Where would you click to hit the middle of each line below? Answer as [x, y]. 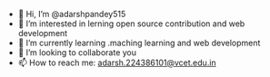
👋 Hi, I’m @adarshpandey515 [72, 14]
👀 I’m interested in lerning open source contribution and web [131, 24]
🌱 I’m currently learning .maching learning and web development [139, 43]
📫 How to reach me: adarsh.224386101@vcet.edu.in [117, 63]
